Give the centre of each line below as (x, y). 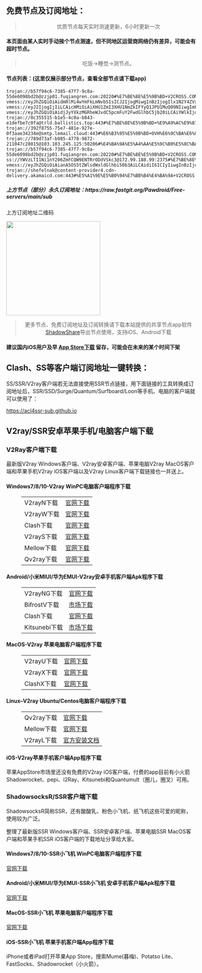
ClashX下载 (41, 683)
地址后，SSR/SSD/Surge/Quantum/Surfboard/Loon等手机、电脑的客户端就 (103, 391)
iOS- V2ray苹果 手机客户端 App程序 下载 (54, 757)
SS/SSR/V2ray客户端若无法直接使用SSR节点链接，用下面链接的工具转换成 (97, 384)
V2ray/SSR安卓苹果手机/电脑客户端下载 (80, 431)
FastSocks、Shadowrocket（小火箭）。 (54, 964)
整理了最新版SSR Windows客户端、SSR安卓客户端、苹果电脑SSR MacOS (96, 831)
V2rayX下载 (41, 672)
